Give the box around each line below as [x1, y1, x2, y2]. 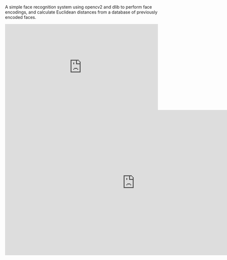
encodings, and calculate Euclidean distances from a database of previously [5, 9, 158, 15]
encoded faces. [5, 15, 36, 20]
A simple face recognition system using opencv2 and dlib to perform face [5, 4, 152, 10]
